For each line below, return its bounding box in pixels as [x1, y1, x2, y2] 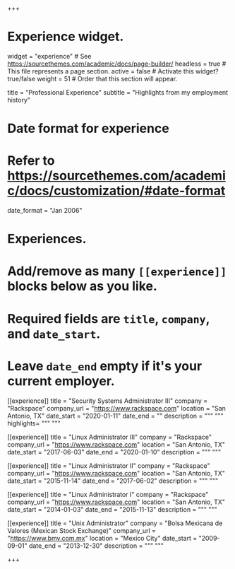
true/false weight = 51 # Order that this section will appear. [7, 74, 178, 83]
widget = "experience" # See [7, 52, 92, 60]
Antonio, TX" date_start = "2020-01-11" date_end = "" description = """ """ [7, 411, 224, 420]
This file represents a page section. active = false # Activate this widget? [7, 66, 219, 75]
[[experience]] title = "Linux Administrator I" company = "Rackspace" [7, 490, 209, 498]
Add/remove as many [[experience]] [7, 263, 227, 279]
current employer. [7, 373, 115, 389]
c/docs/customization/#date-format [7, 183, 226, 199]
